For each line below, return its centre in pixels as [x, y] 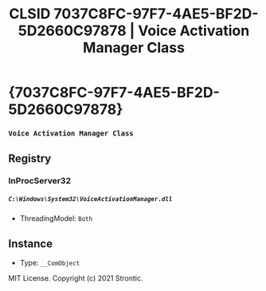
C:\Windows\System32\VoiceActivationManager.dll [90, 199]
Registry [30, 158]
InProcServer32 [40, 181]
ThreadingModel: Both [56, 218]
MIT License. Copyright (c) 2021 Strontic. [76, 278]
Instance [31, 244]
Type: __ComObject [50, 263]
